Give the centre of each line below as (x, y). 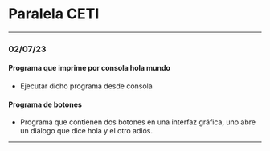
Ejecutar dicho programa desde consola (86, 86)
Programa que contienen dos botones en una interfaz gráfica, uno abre (137, 122)
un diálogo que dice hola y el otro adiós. (86, 131)
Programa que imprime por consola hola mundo (90, 68)
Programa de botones (45, 104)
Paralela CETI (54, 14)
